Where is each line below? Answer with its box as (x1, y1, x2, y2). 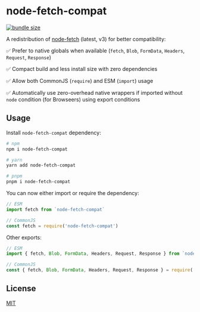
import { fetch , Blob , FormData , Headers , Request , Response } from (6, 251, 180, 257)
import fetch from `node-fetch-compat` (6, 206, 105, 212)
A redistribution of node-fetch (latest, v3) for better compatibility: (6, 35, 166, 42)
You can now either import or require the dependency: (6, 190, 139, 196)
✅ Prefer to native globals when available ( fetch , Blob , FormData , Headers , (6, 47, 185, 54)
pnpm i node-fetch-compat (6, 179, 70, 185)
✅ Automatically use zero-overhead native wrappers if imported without (6, 89, 183, 96)
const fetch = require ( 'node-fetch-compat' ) (6, 223, 118, 229)
